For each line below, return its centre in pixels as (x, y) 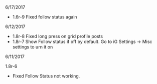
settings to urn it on (33, 47)
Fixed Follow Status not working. (46, 76)
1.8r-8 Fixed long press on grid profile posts (58, 36)
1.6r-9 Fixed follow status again (45, 17)
